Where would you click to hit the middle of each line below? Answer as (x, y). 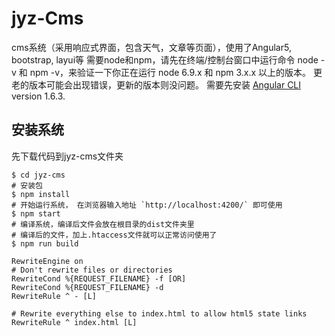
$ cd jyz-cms (38, 175)
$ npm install (41, 194)
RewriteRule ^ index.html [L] (74, 322)
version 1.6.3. (38, 96)
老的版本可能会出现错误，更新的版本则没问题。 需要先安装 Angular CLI (156, 84)
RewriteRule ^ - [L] (54, 296)
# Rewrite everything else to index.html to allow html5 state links (159, 313)
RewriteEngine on (47, 261)
